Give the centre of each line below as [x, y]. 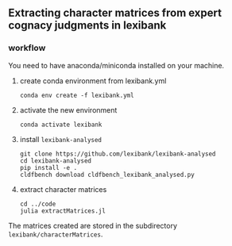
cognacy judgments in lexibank [87, 26]
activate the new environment [68, 110]
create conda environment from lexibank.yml [93, 81]
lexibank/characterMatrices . [56, 234]
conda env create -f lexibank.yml [77, 95]
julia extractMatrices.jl [62, 211]
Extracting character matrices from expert [115, 13]
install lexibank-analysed [60, 139]
